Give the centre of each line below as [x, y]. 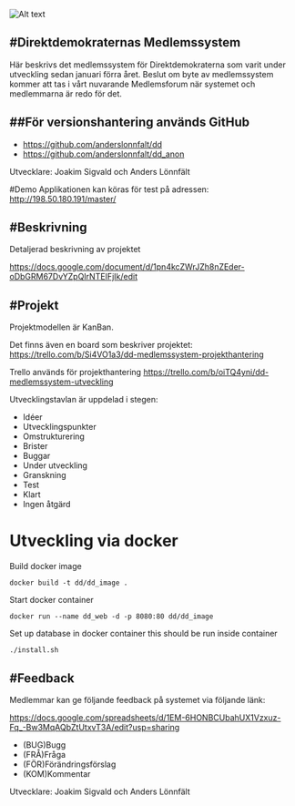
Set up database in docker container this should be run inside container [143, 634]
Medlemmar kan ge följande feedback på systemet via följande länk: [137, 700]
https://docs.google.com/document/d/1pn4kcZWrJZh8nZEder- [127, 267]
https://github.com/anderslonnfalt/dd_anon [103, 154]
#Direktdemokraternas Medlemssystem [125, 42]
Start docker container [51, 600]
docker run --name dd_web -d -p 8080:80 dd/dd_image [112, 617]
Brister [35, 446]
